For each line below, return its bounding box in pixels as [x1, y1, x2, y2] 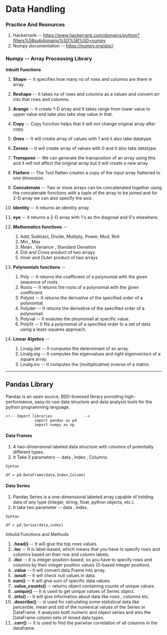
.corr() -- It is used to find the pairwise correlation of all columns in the [12, 620, 158, 626]
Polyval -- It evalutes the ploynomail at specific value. [20, 316, 130, 321]
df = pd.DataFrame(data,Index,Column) [5, 472, 86, 477]
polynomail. [20, 311, 44, 317]
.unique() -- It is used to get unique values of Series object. [12, 588, 135, 594]
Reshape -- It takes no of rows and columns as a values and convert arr [12, 91, 160, 97]
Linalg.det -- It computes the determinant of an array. [20, 345, 129, 351]
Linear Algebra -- [12, 336, 50, 342]
